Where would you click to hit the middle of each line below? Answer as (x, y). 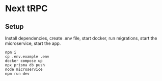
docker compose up (24, 61)
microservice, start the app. (33, 43)
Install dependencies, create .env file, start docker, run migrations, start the (81, 38)
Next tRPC (27, 9)
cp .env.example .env (27, 57)
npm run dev (17, 74)
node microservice (24, 69)
